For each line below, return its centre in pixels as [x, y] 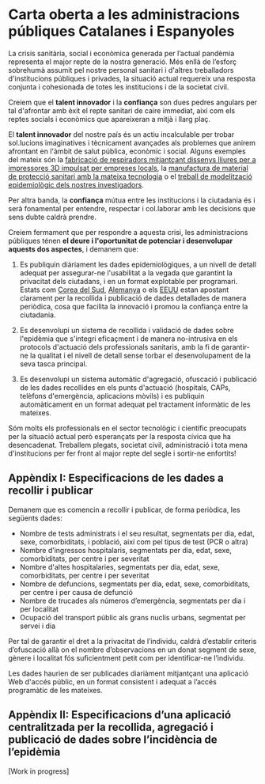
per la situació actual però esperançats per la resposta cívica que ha [120, 436]
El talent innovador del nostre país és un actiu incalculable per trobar [121, 134]
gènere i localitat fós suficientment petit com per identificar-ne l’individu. [127, 657]
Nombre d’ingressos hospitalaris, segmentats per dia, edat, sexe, [125, 550]
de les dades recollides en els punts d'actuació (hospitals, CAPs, [125, 387]
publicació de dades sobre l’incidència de [113, 740]
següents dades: [36, 518]
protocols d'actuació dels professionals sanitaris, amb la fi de [119, 347]
